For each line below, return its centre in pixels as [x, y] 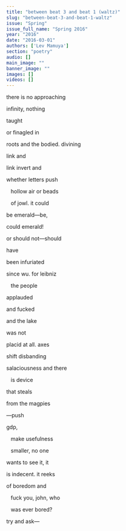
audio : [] [19, 57]
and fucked [21, 309]
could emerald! [25, 227]
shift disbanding [26, 356]
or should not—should [34, 238]
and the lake [22, 321]
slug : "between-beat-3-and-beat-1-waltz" [59, 18]
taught [15, 121]
